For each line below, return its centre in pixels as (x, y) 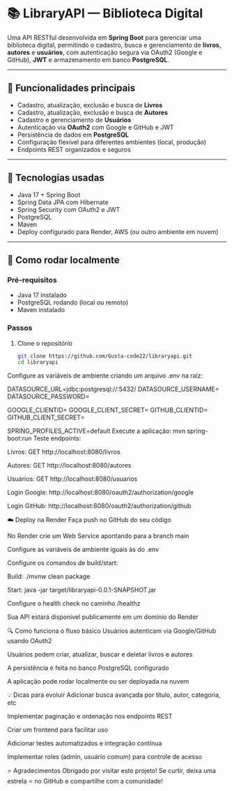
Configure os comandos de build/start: (63, 563)
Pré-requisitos (32, 279)
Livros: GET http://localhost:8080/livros (64, 452)
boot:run (19, 438)
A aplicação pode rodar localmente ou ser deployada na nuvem (98, 682)
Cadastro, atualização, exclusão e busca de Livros (90, 105)
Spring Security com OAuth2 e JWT (69, 209)
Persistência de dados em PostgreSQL (73, 135)
